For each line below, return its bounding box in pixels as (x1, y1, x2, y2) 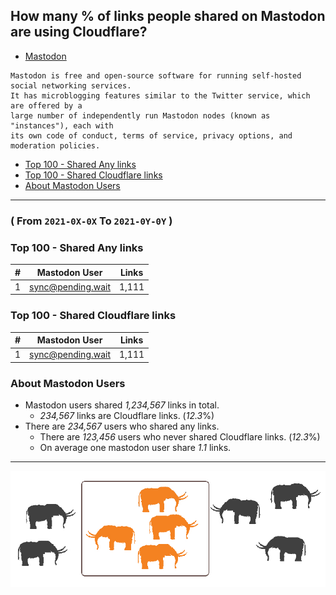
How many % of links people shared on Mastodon (10, 8, 326, 25)
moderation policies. (10, 140, 101, 151)
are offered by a (10, 100, 83, 111)
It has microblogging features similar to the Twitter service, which (10, 90, 311, 101)
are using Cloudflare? (10, 24, 148, 41)
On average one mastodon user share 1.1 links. (39, 442, 232, 454)
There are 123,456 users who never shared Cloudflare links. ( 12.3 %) (39, 431, 321, 443)
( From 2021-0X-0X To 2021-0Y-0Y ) (10, 214, 173, 228)
